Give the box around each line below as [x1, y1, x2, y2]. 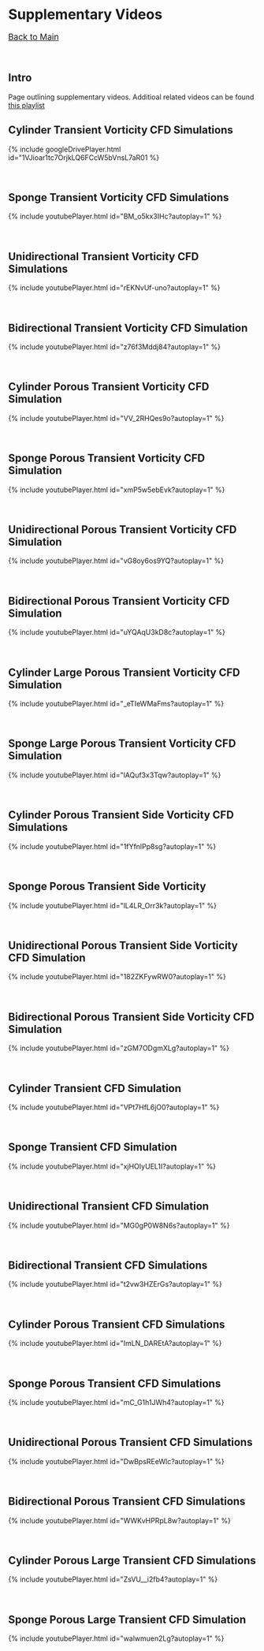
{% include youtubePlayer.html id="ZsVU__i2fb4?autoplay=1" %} [8, 1575, 218, 1584]
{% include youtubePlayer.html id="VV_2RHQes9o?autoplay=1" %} [8, 413, 225, 423]
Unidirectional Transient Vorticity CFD [8, 250, 199, 263]
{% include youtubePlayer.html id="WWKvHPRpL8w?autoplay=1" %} [8, 1515, 231, 1525]
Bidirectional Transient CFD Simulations [8, 1258, 208, 1272]
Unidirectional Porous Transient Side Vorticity [8, 938, 238, 952]
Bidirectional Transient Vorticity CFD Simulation [8, 321, 248, 334]
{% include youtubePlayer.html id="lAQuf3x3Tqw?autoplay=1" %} [8, 770, 221, 780]
